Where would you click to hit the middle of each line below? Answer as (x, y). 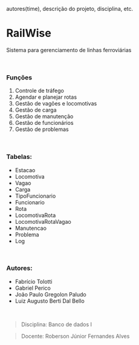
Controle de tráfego (40, 91)
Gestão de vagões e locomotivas (56, 104)
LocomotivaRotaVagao (43, 221)
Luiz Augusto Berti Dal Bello (50, 301)
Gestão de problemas (42, 129)
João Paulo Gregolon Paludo (50, 294)
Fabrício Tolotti (34, 281)
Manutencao (31, 228)
